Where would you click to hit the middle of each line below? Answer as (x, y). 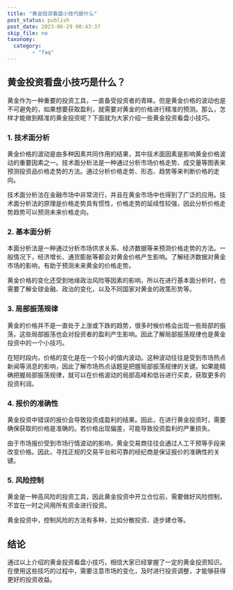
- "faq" (43, 53)
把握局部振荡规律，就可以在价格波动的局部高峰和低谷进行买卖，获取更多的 (119, 375)
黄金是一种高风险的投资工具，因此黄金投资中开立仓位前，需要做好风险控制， (116, 497)
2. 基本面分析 (29, 231)
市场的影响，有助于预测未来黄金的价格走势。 (71, 265)
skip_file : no (28, 33)
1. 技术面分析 (28, 138)
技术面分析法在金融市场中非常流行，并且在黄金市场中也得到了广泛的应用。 (113, 195)
